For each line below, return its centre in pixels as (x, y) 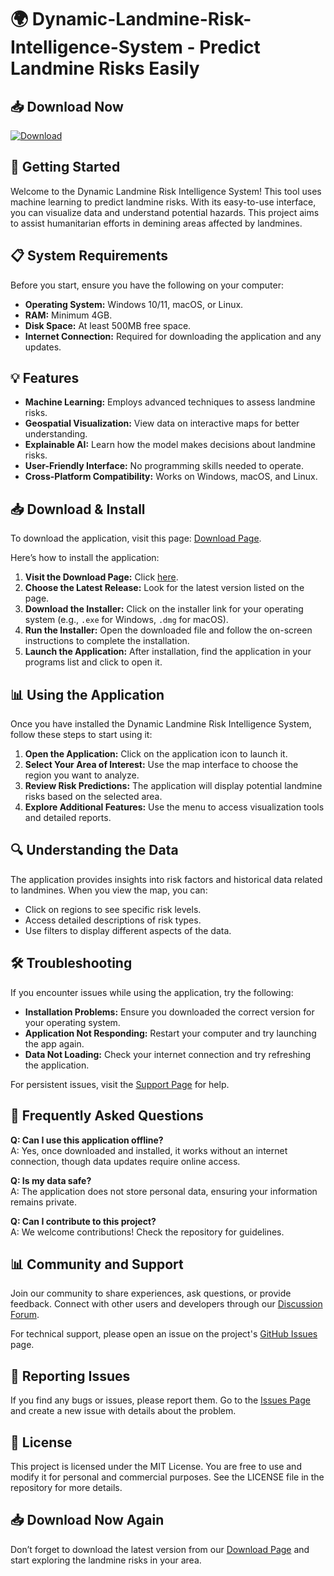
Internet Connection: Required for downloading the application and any (173, 336)
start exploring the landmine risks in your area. (106, 1560)
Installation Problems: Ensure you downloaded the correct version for (169, 1012)
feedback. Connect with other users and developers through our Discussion (166, 1304)
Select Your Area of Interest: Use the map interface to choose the (161, 765)
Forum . (25, 1315)
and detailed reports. (68, 818)
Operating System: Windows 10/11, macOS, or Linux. (134, 304)
